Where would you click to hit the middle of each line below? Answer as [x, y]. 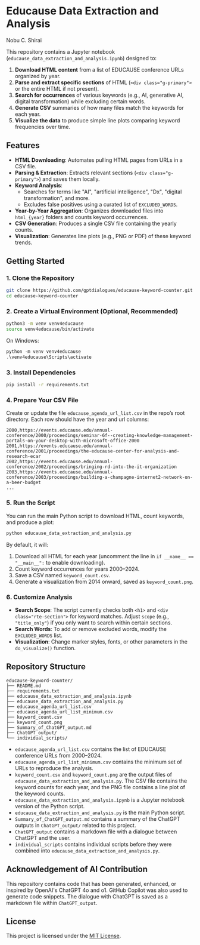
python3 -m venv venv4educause [45, 324]
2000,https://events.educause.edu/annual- [60, 430]
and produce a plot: [30, 522]
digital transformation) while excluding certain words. [80, 101]
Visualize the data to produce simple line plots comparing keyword [97, 120]
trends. [24, 242]
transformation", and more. [57, 198]
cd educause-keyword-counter [42, 296]
